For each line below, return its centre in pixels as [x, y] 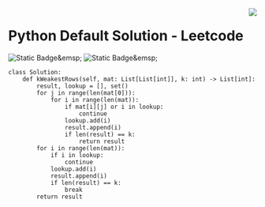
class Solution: [35, 72]
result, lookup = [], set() [82, 86]
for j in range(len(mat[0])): [86, 93]
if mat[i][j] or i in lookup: [114, 107]
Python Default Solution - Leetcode [126, 36]
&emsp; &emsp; [107, 58]
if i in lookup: [77, 155]
